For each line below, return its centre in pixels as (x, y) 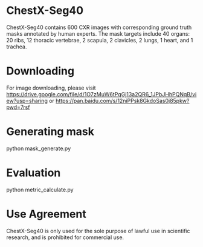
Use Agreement (46, 214)
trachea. (17, 47)
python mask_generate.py (39, 148)
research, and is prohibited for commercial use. (65, 237)
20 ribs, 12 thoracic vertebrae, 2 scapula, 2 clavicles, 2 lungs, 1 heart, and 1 (100, 40)
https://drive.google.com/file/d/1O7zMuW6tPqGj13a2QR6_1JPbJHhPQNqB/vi (101, 94)
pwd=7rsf (18, 107)
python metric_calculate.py (40, 189)
